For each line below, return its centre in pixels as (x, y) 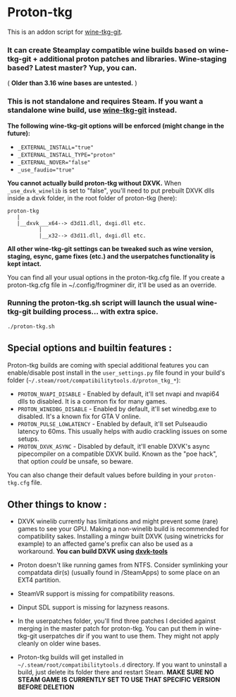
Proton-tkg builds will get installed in (70, 657)
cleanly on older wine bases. (59, 643)
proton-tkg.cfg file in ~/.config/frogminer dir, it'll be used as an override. (112, 285)
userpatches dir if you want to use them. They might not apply (129, 636)
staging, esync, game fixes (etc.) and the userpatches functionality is (112, 256)
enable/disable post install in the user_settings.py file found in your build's (116, 372)
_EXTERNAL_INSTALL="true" (55, 147)
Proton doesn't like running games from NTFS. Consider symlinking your (123, 565)
